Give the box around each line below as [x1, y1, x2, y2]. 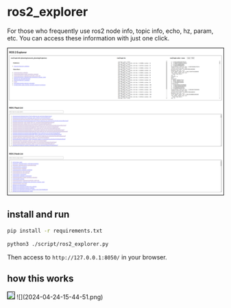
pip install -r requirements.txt [7, 227, 103, 235]
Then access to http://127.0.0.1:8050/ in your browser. [7, 253, 167, 261]
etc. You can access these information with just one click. [7, 34, 170, 42]
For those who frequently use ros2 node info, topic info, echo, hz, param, [7, 27, 214, 35]
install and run [7, 208, 70, 220]
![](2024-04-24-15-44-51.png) [16, 292, 104, 301]
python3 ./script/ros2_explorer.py [7, 241, 109, 248]
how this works [7, 273, 74, 285]
